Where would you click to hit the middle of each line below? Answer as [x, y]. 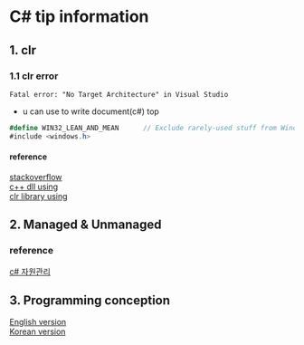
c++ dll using [34, 187]
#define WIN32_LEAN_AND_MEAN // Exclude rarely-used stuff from [143, 128]
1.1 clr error [34, 76]
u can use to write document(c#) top [91, 111]
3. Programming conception [90, 300]
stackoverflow [36, 177]
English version [38, 322]
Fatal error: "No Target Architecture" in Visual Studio [119, 94]
